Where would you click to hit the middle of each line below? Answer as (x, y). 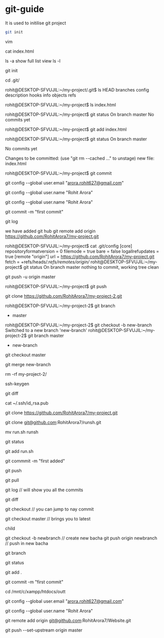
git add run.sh (19, 451)
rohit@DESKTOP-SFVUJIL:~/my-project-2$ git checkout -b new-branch (79, 325)
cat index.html (20, 51)
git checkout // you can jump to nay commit (50, 509)
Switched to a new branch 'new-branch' (46, 330)
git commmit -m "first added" (35, 461)
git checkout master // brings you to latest (48, 519)
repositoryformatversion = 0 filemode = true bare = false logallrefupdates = (82, 251)
